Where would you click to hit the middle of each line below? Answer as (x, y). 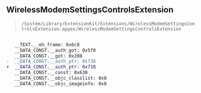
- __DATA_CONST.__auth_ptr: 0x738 (51, 61)
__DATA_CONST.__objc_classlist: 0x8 (61, 78)
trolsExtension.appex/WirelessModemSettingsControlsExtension (101, 29)
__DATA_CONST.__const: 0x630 (51, 73)
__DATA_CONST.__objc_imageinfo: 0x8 (61, 83)
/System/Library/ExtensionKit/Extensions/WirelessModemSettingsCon (108, 23)
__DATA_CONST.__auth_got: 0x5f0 (55, 50)
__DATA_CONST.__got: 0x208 (48, 56)
